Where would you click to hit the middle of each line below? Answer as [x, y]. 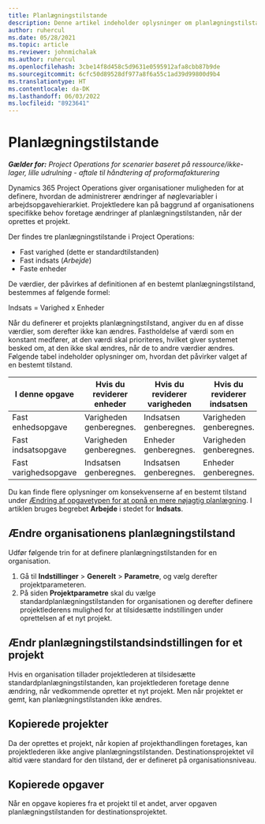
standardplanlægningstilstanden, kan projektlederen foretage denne [119, 682]
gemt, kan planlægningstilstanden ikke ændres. [85, 699]
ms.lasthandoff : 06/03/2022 [54, 96]
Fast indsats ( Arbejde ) [56, 260]
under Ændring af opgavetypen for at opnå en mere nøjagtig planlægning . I [130, 501]
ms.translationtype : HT [47, 81]
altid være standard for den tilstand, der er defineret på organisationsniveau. [132, 760]
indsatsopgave [39, 450]
